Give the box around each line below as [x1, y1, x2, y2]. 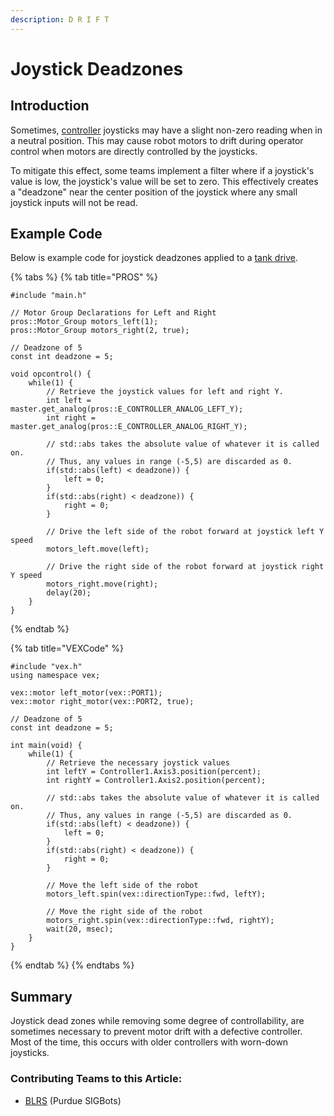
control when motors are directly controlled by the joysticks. [10, 145, 258, 157]
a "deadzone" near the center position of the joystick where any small [10, 186, 298, 198]
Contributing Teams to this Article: [10, 1072, 183, 1086]
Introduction [10, 97, 90, 115]
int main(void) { [10, 741, 83, 751]
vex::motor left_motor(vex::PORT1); [10, 688, 163, 698]
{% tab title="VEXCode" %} [10, 642, 125, 655]
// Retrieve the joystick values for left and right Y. [46, 387, 284, 397]
